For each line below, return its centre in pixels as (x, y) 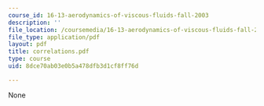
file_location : (33, 30)
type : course (29, 59)
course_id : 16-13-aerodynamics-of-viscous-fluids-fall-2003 (109, 15)
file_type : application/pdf (54, 37)
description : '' (35, 23)
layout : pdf (27, 44)
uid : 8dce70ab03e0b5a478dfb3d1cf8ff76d (73, 66)
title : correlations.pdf (49, 51)
